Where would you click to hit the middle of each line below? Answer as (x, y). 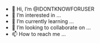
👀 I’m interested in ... (36, 15)
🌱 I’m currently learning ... (43, 21)
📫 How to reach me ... (39, 34)
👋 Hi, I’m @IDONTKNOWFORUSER (53, 9)
